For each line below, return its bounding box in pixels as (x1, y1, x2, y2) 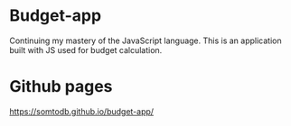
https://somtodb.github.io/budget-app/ (9, 105, 155, 117)
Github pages (9, 76, 113, 97)
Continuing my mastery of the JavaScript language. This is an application (9, 35, 282, 46)
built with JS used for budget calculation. (9, 44, 163, 55)
